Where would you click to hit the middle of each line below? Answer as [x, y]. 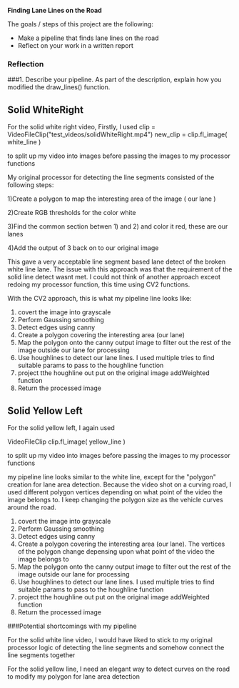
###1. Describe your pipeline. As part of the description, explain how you [115, 80]
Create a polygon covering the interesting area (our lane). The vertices [121, 544]
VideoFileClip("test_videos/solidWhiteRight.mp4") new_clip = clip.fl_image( [117, 134]
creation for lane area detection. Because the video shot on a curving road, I [119, 484]
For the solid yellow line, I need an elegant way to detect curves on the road [119, 669]
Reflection [26, 64]
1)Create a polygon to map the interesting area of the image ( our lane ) [112, 199]
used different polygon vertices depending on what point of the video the [115, 492]
